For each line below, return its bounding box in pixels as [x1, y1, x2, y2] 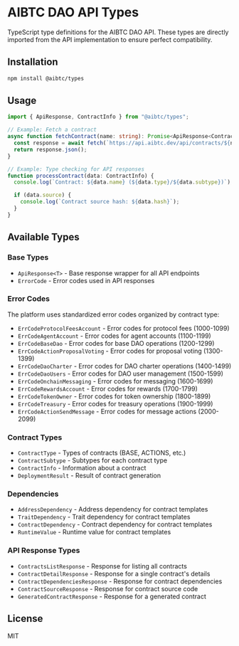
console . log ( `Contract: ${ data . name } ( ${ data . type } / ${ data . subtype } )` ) [14, 179, 231, 186]
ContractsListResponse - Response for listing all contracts [17, 561, 187, 570]
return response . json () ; [14, 146, 87, 153]
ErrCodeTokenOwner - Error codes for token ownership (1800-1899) [17, 392, 211, 401]
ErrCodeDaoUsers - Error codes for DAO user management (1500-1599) [17, 369, 224, 378]
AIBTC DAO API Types [7, 4, 139, 21]
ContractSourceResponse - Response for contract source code [17, 584, 198, 593]
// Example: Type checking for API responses [7, 165, 144, 173]
